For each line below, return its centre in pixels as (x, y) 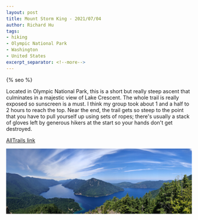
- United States (26, 56)
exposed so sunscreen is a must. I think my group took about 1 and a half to (98, 104)
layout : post (22, 12)
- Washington (22, 50)
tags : (13, 31)
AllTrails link (21, 140)
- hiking (17, 37)
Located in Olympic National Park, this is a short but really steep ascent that (98, 91)
